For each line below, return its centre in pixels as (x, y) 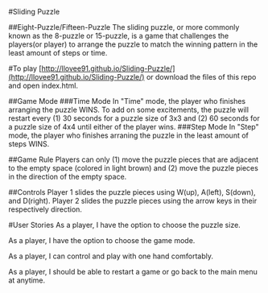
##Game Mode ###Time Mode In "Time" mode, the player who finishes (127, 101)
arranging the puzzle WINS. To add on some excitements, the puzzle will (129, 109)
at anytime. (27, 280)
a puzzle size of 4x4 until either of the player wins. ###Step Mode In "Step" (134, 127)
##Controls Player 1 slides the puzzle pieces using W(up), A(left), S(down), (132, 192)
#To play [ (25, 68)
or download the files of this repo (201, 77)
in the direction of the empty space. (68, 177)
